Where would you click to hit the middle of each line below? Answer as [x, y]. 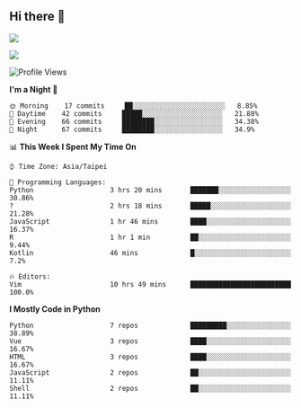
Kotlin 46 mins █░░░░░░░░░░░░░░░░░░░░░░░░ [150, 253]
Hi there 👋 [37, 17]
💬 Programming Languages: [58, 182]
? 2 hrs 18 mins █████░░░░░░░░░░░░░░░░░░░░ [150, 206]
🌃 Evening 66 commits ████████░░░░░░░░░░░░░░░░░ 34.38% [134, 121]
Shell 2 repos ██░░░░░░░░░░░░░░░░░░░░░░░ [150, 388]
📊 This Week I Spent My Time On [73, 146]
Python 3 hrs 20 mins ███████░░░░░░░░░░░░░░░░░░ [150, 190]
